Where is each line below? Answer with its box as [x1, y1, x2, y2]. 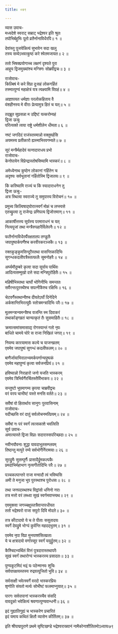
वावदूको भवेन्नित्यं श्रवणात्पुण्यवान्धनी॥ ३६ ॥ [5, 598, 69, 604]
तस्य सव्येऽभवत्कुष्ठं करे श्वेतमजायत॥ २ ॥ [5, 50, 69, 56]
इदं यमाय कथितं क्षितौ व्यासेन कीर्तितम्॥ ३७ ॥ [5, 614, 74, 619]
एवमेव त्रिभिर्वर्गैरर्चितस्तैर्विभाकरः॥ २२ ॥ [5, 375, 63, 381]
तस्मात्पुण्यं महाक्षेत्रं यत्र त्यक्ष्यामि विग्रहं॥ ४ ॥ [5, 86, 70, 92]
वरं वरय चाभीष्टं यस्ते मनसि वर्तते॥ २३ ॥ [5, 391, 66, 396]
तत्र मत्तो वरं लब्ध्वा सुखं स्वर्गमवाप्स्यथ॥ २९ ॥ [5, 492, 73, 498]
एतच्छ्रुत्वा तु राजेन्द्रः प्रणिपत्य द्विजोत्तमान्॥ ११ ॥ [5, 209, 75, 215]
